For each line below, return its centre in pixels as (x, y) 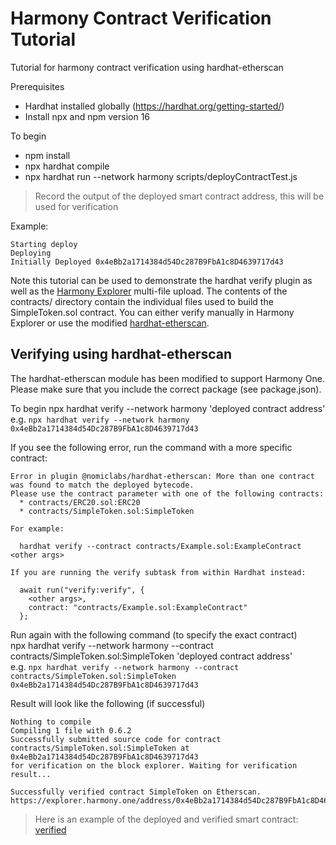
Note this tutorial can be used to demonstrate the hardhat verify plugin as (161, 280)
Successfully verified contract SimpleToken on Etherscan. (136, 792)
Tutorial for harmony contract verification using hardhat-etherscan (147, 67)
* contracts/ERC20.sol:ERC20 (80, 502)
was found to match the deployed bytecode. (102, 485)
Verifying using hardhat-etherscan (121, 354)
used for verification (76, 206)
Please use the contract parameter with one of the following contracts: (167, 493)
